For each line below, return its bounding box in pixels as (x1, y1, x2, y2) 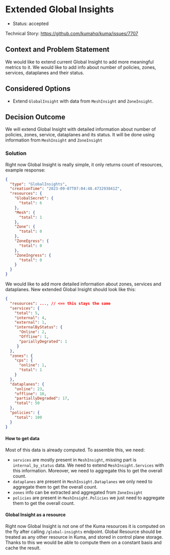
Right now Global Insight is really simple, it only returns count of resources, (5, 161, 163, 167)
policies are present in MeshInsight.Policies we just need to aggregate (12, 494, 165, 501)
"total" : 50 (14, 401, 40, 406)
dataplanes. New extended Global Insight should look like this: (5, 286, 136, 293)
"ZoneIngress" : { (14, 253, 52, 258)
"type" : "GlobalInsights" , (10, 181, 67, 187)
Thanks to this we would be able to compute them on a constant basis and (5, 539, 162, 545)
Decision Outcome (5, 112, 65, 121)
